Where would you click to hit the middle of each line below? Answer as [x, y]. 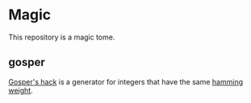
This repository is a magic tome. [62, 37]
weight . [21, 90]
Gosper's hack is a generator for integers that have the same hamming [126, 81]
